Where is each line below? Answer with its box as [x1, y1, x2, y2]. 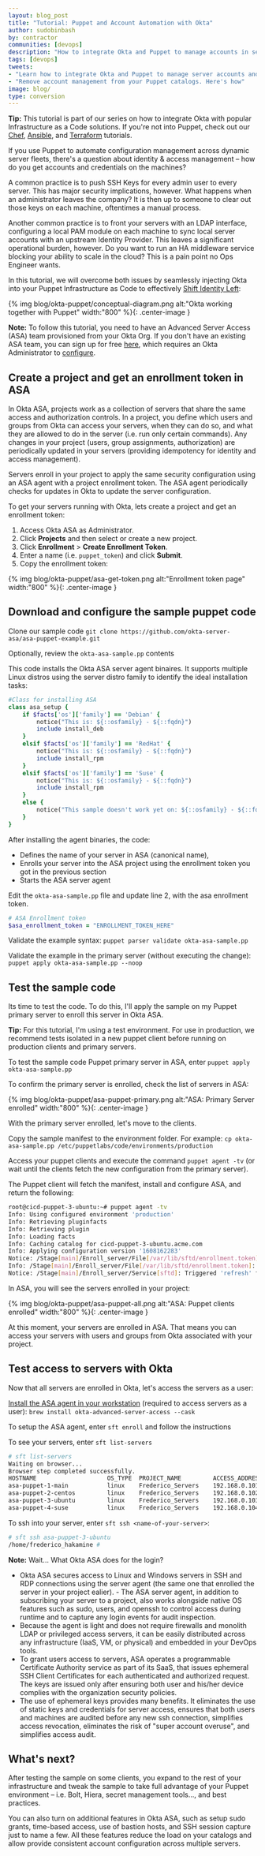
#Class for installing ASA [8, 696, 97, 704]
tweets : [8, 63, 34, 71]
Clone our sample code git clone [8, 626, 118, 636]
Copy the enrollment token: [19, 559, 109, 569]
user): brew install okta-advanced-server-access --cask [8, 1406, 196, 1416]
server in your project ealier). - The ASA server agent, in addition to [19, 1587, 239, 1596]
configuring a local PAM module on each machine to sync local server [8, 226, 236, 237]
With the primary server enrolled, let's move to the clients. [8, 1118, 197, 1128]
